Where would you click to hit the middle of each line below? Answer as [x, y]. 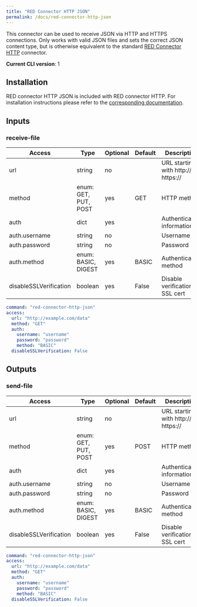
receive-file [23, 137]
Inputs [18, 121]
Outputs [21, 370]
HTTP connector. [27, 52]
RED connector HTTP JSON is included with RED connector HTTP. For [91, 96]
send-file [20, 386]
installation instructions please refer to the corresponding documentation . [95, 103]
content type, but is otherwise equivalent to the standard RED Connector [94, 46]
